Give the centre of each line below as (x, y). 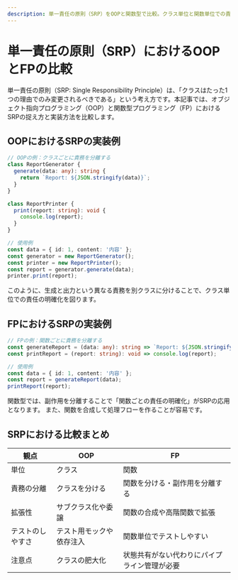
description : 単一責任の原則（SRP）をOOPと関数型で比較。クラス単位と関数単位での (117, 14)
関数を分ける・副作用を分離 (169, 483)
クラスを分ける (81, 488)
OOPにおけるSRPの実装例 (64, 141)
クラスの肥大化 (81, 560)
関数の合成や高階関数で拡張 (169, 512)
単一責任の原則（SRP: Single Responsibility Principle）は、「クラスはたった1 (118, 90)
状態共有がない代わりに (162, 555)
